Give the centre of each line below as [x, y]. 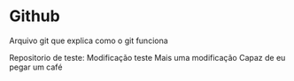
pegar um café [36, 67]
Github [35, 16]
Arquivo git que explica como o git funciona [89, 40]
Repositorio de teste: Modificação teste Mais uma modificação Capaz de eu [147, 57]
